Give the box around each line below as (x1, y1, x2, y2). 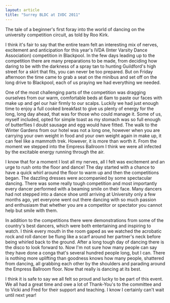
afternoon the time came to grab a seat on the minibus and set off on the (5, 74, 157, 80)
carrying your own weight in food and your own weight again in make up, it (5, 132, 162, 139)
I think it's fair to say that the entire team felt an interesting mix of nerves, (5, 41, 158, 47)
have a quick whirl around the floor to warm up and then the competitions (5, 169, 159, 176)
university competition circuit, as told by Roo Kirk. (5, 32, 109, 38)
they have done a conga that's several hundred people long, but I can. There (5, 250, 165, 256)
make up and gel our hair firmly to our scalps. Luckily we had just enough (5, 100, 159, 106)
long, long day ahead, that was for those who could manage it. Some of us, (5, 111, 162, 117)
